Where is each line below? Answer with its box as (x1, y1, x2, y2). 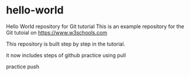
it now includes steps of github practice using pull (6, 51, 126, 58)
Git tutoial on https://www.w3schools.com (6, 29, 108, 36)
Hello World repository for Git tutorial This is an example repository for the (6, 23, 185, 30)
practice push (6, 63, 40, 70)
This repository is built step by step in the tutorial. (6, 40, 126, 47)
